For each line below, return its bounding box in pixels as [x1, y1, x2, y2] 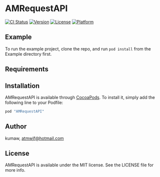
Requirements [5, 65, 48, 73]
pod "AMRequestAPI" [5, 109, 45, 114]
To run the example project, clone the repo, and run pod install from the [5, 46, 151, 51]
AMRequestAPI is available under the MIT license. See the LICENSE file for [5, 162, 154, 168]
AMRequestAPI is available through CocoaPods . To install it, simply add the [5, 94, 155, 100]
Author [5, 122, 27, 131]
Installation [5, 81, 40, 90]
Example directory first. [5, 51, 52, 57]
